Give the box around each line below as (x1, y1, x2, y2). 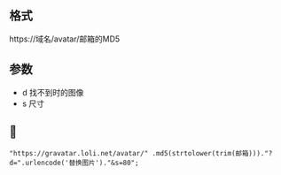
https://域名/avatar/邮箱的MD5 (9, 34, 121, 44)
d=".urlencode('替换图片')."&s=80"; (9, 158, 139, 168)
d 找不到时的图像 (21, 87, 84, 97)
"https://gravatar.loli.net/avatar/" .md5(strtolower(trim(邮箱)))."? (9, 149, 273, 158)
